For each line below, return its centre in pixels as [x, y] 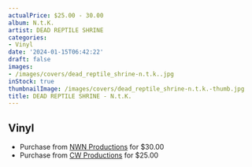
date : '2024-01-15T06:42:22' [56, 52]
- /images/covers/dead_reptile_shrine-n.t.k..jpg [91, 74]
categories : [28, 37]
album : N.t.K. [31, 23]
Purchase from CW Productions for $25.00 [89, 155]
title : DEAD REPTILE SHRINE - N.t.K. [70, 96]
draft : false [30, 60]
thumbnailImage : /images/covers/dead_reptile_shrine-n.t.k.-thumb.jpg [126, 89]
